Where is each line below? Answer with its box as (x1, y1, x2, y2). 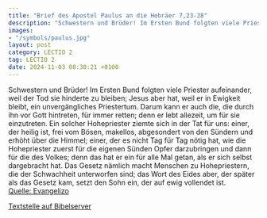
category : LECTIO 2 (8, 48, 73, 56)
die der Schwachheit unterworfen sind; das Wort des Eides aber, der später (8, 169, 255, 178)
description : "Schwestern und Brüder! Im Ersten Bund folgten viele (8, 19, 240, 27)
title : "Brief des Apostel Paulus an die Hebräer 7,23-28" (8, 11, 208, 20)
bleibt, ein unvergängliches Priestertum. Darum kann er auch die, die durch (8, 101, 254, 111)
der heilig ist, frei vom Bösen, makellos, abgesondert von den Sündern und (8, 127, 253, 136)
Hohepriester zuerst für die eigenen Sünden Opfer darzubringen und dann (8, 143, 252, 153)
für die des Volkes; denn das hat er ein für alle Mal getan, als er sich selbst (8, 152, 253, 162)
